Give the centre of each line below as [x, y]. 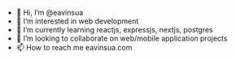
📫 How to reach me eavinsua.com [74, 47]
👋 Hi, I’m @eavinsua [50, 13]
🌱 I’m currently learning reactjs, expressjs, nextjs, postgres [114, 30]
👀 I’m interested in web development [77, 21]
